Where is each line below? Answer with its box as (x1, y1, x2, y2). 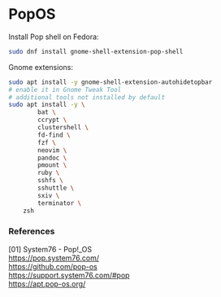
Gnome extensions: (8, 62, 73, 72)
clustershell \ (37, 124, 89, 132)
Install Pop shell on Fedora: (8, 32, 99, 41)
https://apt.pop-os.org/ (8, 278, 86, 289)
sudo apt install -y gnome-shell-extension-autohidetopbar (8, 78, 213, 86)
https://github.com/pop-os (8, 261, 97, 271)
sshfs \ (37, 177, 63, 185)
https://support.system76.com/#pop (8, 270, 130, 280)
